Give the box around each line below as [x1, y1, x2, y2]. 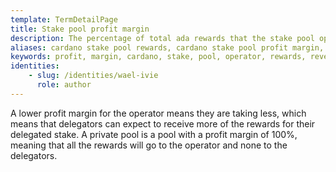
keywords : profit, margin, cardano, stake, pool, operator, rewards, [10, 52, 307, 62]
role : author [36, 80, 92, 90]
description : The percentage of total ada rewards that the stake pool [10, 33, 315, 43]
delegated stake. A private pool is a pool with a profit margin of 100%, [10, 128, 298, 140]
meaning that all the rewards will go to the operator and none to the [10, 139, 288, 151]
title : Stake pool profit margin [10, 24, 150, 34]
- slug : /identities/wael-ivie [28, 71, 159, 81]
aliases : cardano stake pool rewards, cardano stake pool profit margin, [10, 42, 325, 53]
